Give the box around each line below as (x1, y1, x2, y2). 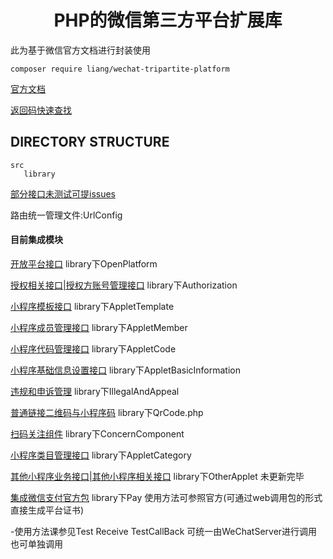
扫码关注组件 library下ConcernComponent (10, 427, 185, 440)
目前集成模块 (10, 234, 63, 246)
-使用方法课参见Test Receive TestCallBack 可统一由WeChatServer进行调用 (10, 525, 318, 537)
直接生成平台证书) (10, 504, 85, 516)
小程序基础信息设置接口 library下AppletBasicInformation (10, 364, 241, 376)
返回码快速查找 (10, 104, 72, 116)
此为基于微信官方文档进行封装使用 (10, 44, 151, 56)
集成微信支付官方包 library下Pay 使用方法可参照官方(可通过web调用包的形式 (10, 491, 323, 503)
